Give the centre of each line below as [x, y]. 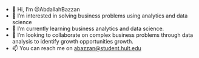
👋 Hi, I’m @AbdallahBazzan [46, 9]
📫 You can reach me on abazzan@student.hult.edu [76, 48]
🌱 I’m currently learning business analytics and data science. [88, 28]
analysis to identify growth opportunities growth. [73, 41]
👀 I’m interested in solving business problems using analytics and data [100, 16]
